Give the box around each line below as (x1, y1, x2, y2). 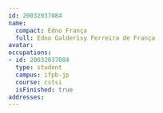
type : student (15, 64, 62, 72)
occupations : (8, 49, 52, 56)
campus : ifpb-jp (15, 71, 70, 79)
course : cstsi (15, 78, 62, 86)
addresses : (8, 93, 45, 101)
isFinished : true (15, 85, 74, 94)
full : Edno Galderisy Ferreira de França (15, 33, 156, 42)
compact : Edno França (15, 26, 88, 34)
